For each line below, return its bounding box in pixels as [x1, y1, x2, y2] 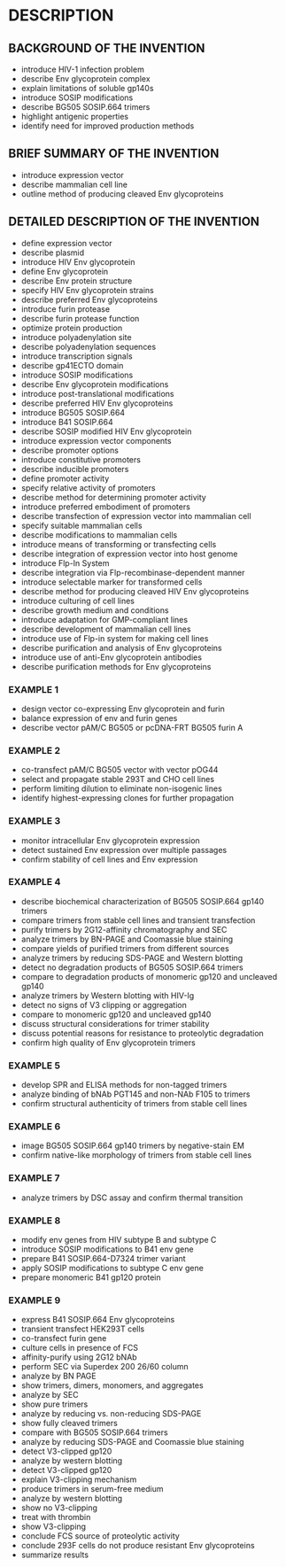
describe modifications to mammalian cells [20, 529, 178, 540]
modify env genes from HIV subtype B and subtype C [20, 1235, 217, 1245]
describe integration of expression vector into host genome [20, 548, 238, 559]
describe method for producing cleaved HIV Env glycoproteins [20, 586, 250, 596]
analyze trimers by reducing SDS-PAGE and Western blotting [20, 952, 243, 963]
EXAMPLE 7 [8, 1172, 60, 1184]
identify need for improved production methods [20, 120, 195, 131]
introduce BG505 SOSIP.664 [20, 407, 126, 417]
